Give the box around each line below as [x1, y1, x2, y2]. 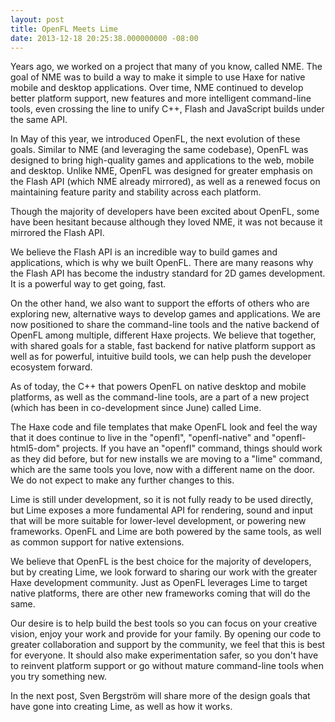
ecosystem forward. [10, 361, 93, 373]
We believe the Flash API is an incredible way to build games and [10, 246, 278, 258]
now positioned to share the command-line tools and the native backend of [10, 319, 320, 331]
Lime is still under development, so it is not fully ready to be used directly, [10, 494, 314, 506]
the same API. [10, 114, 68, 126]
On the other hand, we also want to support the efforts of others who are [10, 297, 310, 310]
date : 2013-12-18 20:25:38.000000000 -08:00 [10, 33, 199, 43]
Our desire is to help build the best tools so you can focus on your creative [10, 617, 318, 630]
